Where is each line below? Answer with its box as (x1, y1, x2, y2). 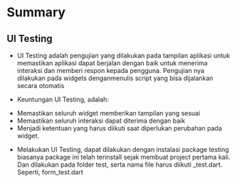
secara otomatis (16, 82, 65, 89)
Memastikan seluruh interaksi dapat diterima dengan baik (16, 116, 186, 125)
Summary (6, 4, 65, 21)
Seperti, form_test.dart (16, 168, 83, 176)
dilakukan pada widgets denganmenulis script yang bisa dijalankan (16, 74, 214, 82)
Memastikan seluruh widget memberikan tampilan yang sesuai (16, 109, 201, 117)
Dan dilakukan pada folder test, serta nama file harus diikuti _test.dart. (16, 160, 223, 169)
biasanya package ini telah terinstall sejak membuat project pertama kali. (16, 153, 231, 161)
